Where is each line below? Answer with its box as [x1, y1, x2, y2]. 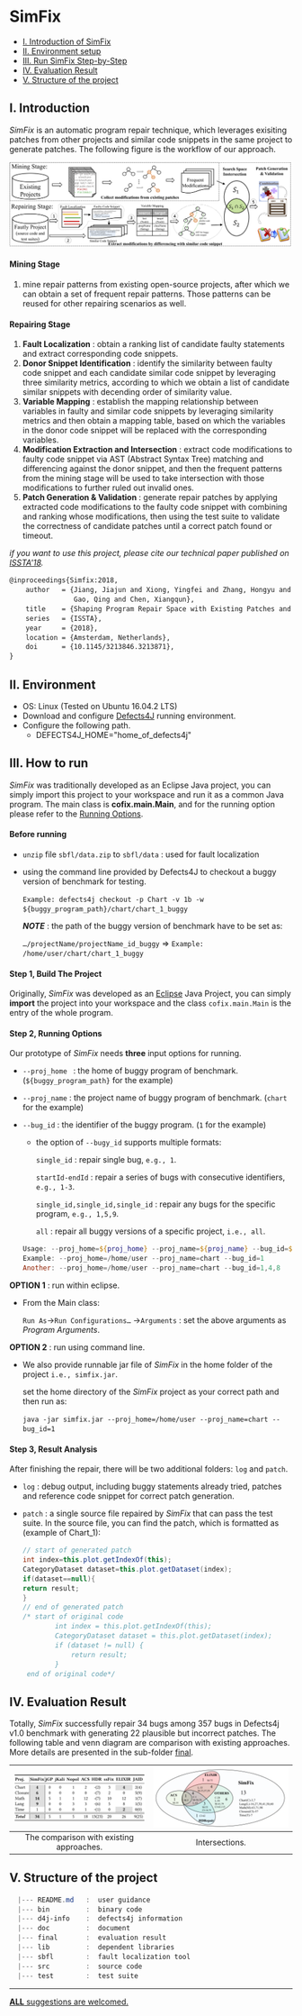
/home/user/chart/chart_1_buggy [22, 949, 144, 958]
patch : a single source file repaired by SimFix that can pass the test [22, 1508, 273, 1519]
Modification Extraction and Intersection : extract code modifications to [22, 444, 293, 455]
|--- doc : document [17, 1924, 130, 1933]
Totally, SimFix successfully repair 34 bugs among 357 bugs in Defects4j [9, 1719, 280, 1729]
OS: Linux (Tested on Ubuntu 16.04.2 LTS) [22, 700, 178, 711]
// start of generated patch [22, 1546, 132, 1555]
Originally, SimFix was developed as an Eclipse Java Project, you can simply [9, 989, 292, 999]
